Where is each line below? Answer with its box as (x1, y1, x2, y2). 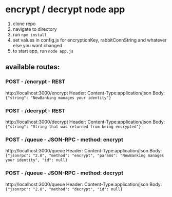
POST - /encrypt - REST (5, 78, 66, 85)
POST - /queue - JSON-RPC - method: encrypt (5, 136, 124, 143)
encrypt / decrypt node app (5, 4, 125, 15)
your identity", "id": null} (5, 157, 68, 163)
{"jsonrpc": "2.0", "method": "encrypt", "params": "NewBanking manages (5, 153, 164, 159)
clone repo (12, 21, 36, 27)
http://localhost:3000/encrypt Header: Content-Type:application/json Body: (5, 90, 165, 96)
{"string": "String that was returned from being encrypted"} (5, 124, 141, 129)
